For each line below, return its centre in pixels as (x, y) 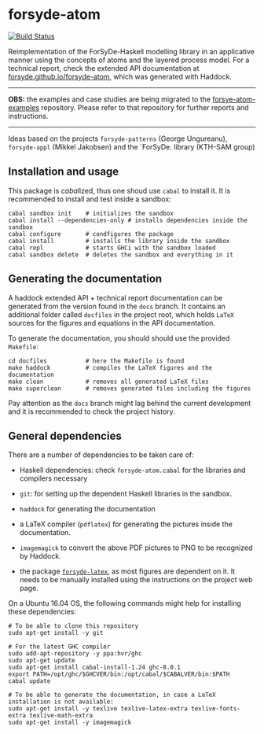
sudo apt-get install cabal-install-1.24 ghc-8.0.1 (94, 668)
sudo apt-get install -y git (56, 633)
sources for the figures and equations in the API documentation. (112, 323)
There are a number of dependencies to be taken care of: (101, 455)
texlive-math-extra (60, 716)
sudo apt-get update (42, 661)
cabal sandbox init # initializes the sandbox (91, 213)
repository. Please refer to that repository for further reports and (145, 107)
